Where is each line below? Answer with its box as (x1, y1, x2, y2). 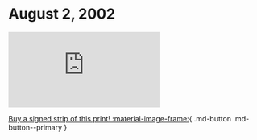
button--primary (8, 122, 63, 132)
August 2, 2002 (8, 5, 115, 23)
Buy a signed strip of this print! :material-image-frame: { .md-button (8, 113, 232, 123)
